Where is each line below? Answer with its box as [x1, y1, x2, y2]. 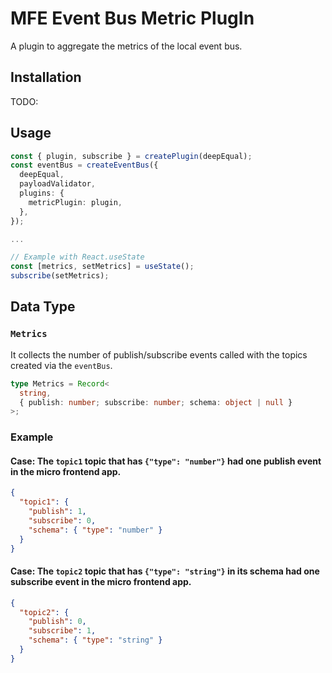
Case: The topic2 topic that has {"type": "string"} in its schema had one [10, 565, 320, 577]
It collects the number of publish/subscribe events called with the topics [10, 348, 308, 361]
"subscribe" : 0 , [28, 516, 97, 526]
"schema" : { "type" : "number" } [28, 525, 163, 535]
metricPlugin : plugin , [28, 197, 123, 207]
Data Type [10, 298, 76, 316]
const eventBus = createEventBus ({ [10, 160, 159, 171]
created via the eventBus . [10, 359, 113, 371]
